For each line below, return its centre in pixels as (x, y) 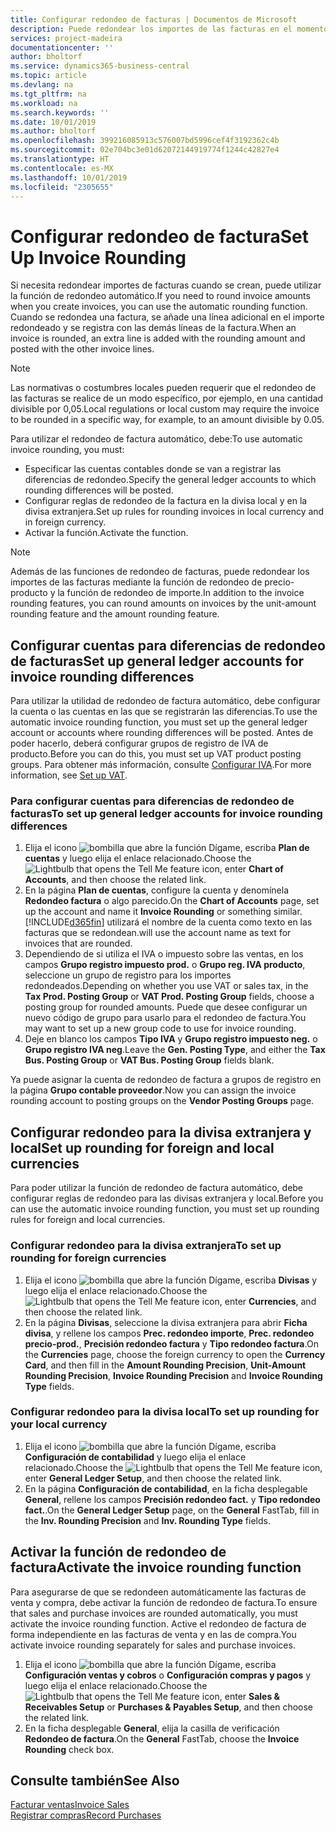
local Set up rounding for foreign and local (142, 1147)
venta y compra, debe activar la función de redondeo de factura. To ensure (164, 1602)
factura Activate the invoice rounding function (156, 1567)
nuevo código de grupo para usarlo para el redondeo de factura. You (165, 1018)
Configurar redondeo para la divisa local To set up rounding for (165, 1412)
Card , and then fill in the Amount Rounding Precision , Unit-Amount (165, 1365)
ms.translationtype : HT (60, 159)
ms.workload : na (44, 103)
